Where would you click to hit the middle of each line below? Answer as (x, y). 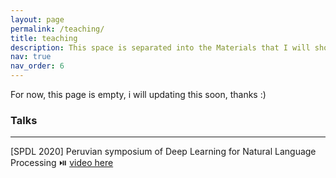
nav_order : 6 (37, 66)
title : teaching (44, 38)
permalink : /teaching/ (57, 29)
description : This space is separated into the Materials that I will (160, 47)
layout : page (37, 19)
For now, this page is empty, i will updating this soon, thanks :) (138, 94)
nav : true (31, 57)
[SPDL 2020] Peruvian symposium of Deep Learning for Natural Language (163, 152)
